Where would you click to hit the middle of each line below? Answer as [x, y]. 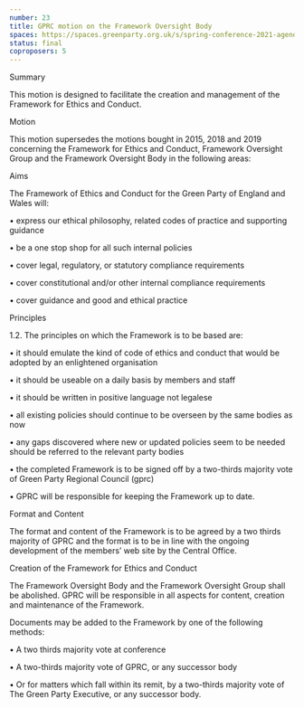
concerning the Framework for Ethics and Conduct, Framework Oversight [146, 149]
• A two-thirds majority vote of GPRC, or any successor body [123, 667]
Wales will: [29, 203]
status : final [36, 43]
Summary [28, 77]
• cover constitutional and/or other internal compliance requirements [138, 283]
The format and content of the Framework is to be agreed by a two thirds [145, 532]
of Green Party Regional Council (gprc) [82, 479]
